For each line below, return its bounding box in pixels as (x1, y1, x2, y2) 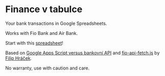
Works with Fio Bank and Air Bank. (5, 30, 78, 36)
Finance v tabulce (5, 4, 83, 15)
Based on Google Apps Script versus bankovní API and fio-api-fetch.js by (5, 50, 160, 56)
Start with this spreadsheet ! (5, 40, 64, 46)
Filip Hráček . (5, 55, 32, 61)
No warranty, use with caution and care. (5, 65, 90, 71)
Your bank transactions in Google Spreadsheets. (5, 20, 107, 26)
